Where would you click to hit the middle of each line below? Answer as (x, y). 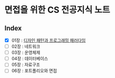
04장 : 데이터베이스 (30, 59)
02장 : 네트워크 (26, 47)
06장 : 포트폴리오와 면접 (34, 71)
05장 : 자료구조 (26, 65)
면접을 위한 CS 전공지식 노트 (57, 10)
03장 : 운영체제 (26, 53)
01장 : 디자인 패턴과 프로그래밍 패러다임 (49, 40)
